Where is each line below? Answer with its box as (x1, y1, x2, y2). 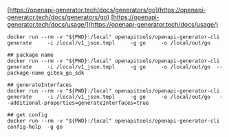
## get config (7, 112, 48, 119)
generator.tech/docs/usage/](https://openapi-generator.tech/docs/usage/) (7, 21, 219, 28)
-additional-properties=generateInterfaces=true (7, 99, 149, 106)
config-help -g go (7, 123, 63, 130)
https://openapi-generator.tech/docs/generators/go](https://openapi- (9, 6, 206, 14)
